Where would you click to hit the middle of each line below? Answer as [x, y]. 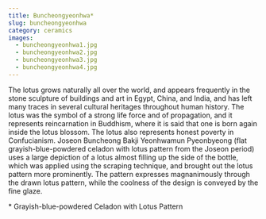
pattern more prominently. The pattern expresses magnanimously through [129, 174]
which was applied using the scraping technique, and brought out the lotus [131, 165]
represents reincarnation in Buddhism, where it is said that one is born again [133, 123]
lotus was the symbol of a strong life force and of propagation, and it [120, 115]
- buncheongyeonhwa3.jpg [56, 60]
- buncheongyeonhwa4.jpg [56, 67]
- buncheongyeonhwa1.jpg [56, 45]
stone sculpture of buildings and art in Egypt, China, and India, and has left [130, 98]
